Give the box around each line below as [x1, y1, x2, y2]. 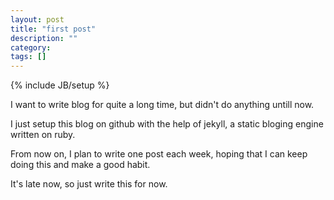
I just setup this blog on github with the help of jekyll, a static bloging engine [10, 118, 324, 130]
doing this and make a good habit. [10, 159, 151, 171]
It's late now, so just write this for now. [10, 178, 168, 190]
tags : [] [10, 52, 47, 62]
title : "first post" [10, 24, 97, 34]
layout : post [10, 14, 65, 25]
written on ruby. [10, 129, 76, 141]
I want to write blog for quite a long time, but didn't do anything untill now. [10, 99, 315, 111]
